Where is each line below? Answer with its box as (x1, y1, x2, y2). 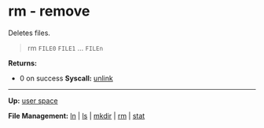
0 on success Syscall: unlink (19, 73, 114, 83)
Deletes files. (8, 28, 51, 37)
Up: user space (8, 96, 58, 105)
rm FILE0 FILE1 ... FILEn (27, 43, 104, 52)
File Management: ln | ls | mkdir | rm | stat (8, 111, 145, 120)
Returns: (8, 58, 38, 68)
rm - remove (8, 2, 90, 20)
